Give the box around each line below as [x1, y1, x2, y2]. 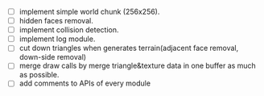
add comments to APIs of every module [19, 78, 151, 88]
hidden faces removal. [19, 16, 93, 26]
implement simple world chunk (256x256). [19, 7, 160, 16]
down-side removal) [19, 52, 86, 62]
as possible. [19, 70, 60, 80]
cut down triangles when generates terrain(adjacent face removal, [19, 44, 239, 53]
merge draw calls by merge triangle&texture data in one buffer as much [19, 61, 257, 71]
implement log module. [19, 34, 96, 44]
